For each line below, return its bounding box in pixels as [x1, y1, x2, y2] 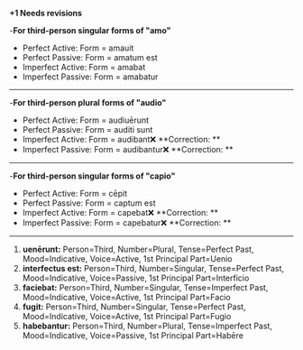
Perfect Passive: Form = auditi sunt [22, 124, 153, 134]
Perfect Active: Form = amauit [22, 42, 134, 53]
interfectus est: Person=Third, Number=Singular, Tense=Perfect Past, [22, 263, 285, 273]
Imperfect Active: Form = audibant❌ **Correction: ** [22, 134, 221, 144]
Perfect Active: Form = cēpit [22, 189, 128, 198]
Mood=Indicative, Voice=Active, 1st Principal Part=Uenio [22, 253, 233, 264]
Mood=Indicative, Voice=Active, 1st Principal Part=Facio [22, 292, 232, 302]
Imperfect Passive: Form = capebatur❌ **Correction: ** [22, 217, 232, 228]
